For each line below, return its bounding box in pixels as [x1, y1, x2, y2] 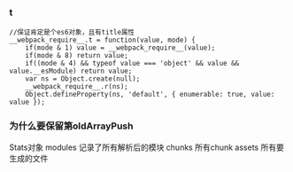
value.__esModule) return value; [9, 66, 133, 76]
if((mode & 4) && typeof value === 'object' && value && [25, 59, 240, 68]
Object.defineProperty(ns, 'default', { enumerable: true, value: [25, 90, 275, 99]
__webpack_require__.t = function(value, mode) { [9, 35, 197, 45]
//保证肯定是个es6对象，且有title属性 [9, 28, 135, 37]
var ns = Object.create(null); [25, 74, 141, 83]
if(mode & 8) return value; [25, 51, 128, 60]
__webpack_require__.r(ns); [25, 82, 128, 91]
